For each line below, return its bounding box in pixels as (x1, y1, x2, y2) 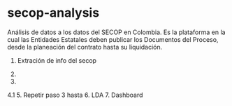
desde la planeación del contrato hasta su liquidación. (7, 43, 163, 51)
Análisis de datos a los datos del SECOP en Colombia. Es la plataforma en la (7, 28, 226, 36)
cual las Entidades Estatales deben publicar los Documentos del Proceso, (7, 35, 219, 43)
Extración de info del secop (17, 56, 96, 64)
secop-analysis (7, 5, 100, 21)
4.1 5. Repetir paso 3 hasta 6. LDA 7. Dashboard (7, 91, 143, 99)
